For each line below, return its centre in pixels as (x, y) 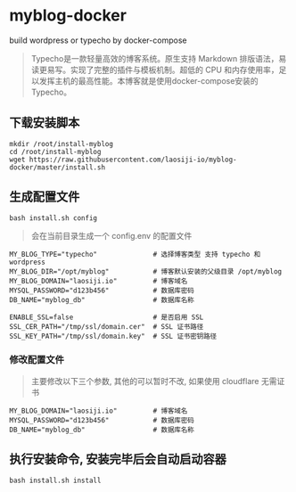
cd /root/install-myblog (55, 152)
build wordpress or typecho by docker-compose (98, 40)
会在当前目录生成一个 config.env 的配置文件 (111, 235)
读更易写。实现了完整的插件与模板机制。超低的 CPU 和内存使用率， (155, 70)
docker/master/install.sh (57, 167)
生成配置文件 (45, 197)
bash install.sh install (55, 480)
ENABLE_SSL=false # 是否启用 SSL (107, 317)
